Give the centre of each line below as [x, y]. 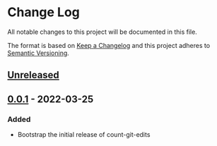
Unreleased [34, 75]
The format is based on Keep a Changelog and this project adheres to [109, 45]
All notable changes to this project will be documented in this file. [102, 32]
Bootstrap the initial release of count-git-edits [84, 135]
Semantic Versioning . [38, 53]
